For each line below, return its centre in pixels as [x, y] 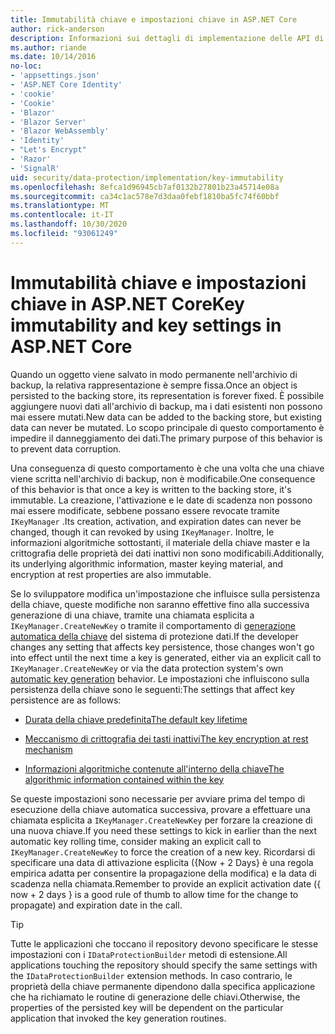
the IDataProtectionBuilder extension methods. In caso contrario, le [151, 975]
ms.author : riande [48, 47]
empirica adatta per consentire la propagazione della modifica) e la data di [163, 873]
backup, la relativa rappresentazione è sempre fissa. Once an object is [154, 385]
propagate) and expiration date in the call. [96, 905]
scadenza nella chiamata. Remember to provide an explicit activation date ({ [166, 883]
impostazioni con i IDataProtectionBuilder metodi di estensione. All [149, 954]
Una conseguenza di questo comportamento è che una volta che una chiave [167, 468]
